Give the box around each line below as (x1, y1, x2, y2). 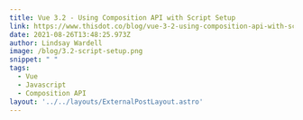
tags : (9, 64, 30, 73)
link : (9, 22, 30, 31)
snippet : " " (9, 55, 59, 64)
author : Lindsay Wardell (9, 38, 103, 48)
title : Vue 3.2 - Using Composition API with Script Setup (9, 13, 236, 23)
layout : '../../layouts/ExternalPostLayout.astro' (9, 97, 204, 106)
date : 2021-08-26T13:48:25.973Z (9, 30, 131, 39)
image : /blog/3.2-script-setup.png (9, 47, 143, 56)
